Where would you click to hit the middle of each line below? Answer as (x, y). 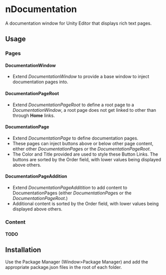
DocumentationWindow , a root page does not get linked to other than (84, 110)
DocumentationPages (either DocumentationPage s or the (72, 193)
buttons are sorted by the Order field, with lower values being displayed (87, 159)
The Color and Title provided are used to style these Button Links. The (85, 154)
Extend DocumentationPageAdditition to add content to (70, 188)
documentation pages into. (40, 82)
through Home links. (34, 115)
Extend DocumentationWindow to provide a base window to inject (81, 77)
